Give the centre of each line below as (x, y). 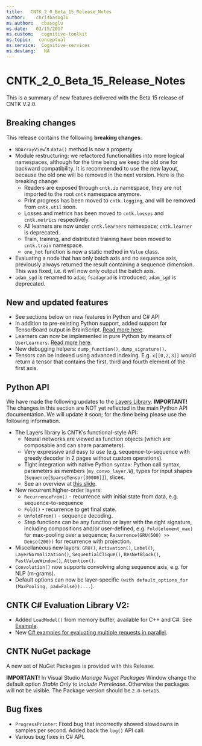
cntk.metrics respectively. (57, 219)
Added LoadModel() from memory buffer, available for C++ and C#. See (103, 619)
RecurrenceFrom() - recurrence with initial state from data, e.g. (101, 497)
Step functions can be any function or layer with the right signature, (108, 522)
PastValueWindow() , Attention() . (55, 560)
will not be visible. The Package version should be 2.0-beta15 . (84, 690)
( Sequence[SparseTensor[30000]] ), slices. (74, 477)
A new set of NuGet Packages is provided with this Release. (80, 666)
